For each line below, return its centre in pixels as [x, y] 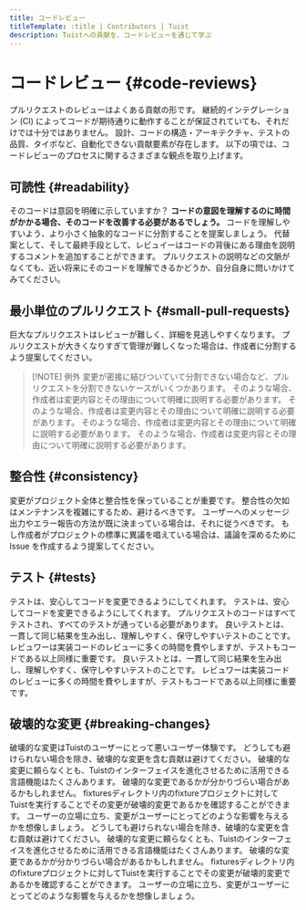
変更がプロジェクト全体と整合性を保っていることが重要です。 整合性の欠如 [149, 500]
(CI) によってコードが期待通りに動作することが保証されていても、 [143, 121]
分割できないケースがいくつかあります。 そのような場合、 [188, 388]
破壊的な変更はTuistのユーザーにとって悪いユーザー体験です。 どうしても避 [150, 748]
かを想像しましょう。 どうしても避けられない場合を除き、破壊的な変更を [145, 828]
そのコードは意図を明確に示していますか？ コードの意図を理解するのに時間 [150, 211]
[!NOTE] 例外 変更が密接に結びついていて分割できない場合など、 [152, 376]
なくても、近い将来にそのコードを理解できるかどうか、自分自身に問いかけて [153, 268]
